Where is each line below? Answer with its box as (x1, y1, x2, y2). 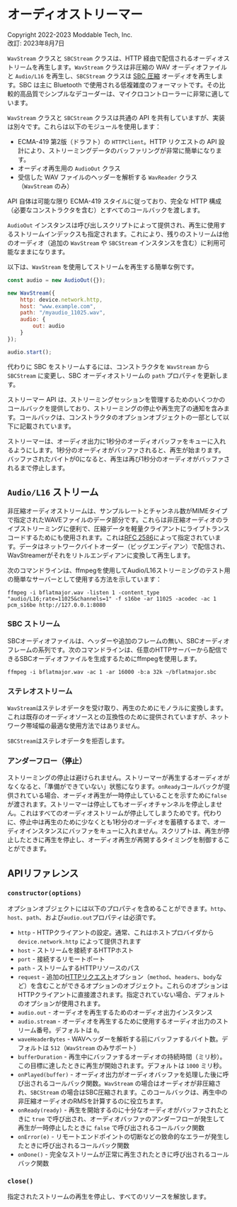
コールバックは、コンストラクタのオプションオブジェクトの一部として (18, 413, 224, 421)
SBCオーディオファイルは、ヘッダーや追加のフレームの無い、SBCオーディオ (7, 636, 230, 645)
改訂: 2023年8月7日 (7, 38, 65, 47)
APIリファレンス (7, 867, 79, 879)
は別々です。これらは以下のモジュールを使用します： (7, 122, 161, 131)
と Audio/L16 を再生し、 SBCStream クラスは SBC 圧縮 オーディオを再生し (7, 72, 217, 80)
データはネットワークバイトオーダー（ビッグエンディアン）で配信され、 (18, 542, 229, 550)
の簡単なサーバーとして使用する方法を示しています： (7, 574, 163, 583)
